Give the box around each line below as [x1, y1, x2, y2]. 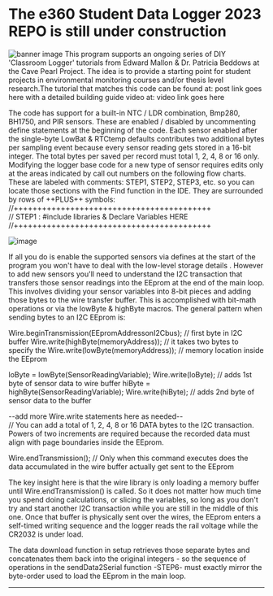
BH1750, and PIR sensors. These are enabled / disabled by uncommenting [8, 116, 256, 126]
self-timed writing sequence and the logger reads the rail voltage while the [8, 520, 258, 530]
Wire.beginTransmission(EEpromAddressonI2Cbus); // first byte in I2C [8, 328, 243, 337]
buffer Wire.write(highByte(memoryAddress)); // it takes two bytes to [8, 337, 239, 346]
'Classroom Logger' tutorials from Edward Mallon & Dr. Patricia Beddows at [8, 58, 260, 67]
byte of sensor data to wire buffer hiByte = [8, 378, 151, 388]
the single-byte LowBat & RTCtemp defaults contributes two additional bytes [8, 133, 265, 143]
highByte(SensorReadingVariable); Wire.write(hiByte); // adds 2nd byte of [8, 387, 254, 397]
